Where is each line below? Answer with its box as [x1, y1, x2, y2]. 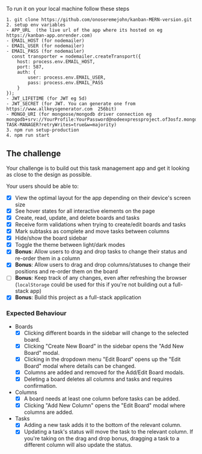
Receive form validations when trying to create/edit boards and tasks [14, 221, 186, 228]
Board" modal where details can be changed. [23, 362, 136, 369]
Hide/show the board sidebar [14, 234, 88, 242]
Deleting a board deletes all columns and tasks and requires [23, 375, 173, 383]
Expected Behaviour [6, 309, 67, 318]
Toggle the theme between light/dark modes [14, 241, 125, 249]
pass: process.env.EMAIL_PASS [28, 80, 103, 86]
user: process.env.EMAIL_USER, [28, 74, 106, 80]
